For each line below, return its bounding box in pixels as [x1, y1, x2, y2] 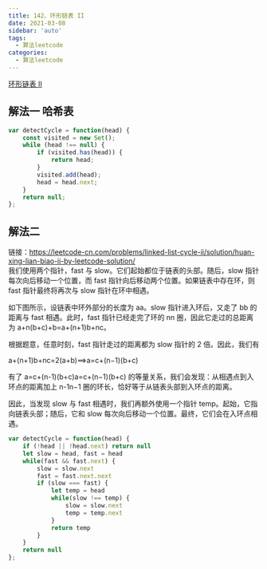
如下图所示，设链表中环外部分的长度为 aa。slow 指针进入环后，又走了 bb [8, 302, 249, 312]
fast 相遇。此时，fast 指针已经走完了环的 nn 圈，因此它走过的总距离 [30, 313, 253, 322]
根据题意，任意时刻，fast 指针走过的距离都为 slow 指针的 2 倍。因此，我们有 [8, 340, 260, 350]
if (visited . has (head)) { [37, 148, 124, 156]
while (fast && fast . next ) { [22, 456, 116, 465]
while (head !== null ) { [22, 141, 105, 149]
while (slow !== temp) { [50, 494, 130, 503]
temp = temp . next [65, 508, 124, 517]
